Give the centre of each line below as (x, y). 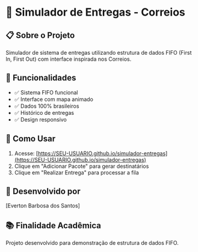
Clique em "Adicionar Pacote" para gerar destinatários (82, 166)
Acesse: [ (26, 153)
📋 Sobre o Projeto (40, 35)
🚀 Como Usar (31, 139)
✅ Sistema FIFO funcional (46, 92)
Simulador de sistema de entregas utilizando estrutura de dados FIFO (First (99, 53)
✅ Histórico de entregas (44, 112)
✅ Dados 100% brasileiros (47, 106)
